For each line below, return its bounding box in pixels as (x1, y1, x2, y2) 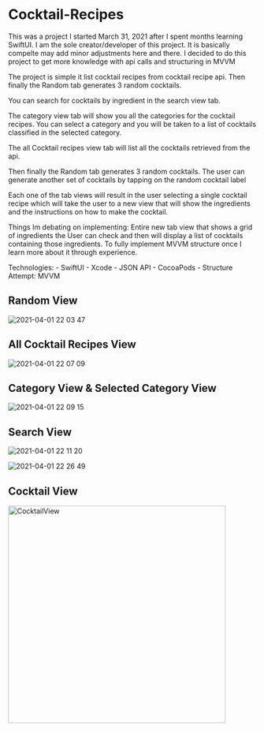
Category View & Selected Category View (8, 381, 217, 395)
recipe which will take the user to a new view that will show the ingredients (8, 199, 251, 208)
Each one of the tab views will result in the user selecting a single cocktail (8, 190, 248, 200)
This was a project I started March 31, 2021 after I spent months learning (8, 32, 244, 41)
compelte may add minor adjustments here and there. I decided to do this (8, 48, 247, 58)
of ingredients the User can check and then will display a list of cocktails (8, 230, 244, 240)
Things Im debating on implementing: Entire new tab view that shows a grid (8, 222, 253, 232)
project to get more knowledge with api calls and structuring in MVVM (8, 57, 236, 66)
